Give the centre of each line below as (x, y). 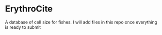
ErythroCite (29, 9)
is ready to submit (23, 27)
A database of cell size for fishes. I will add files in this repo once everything (81, 22)
